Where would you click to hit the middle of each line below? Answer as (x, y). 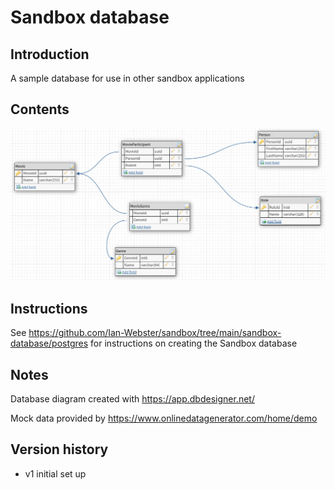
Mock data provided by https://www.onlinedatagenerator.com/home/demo (164, 418)
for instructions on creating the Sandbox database (194, 343)
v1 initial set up (55, 473)
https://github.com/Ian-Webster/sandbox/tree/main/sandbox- (155, 333)
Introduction (50, 54)
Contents (40, 109)
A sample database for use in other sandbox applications (127, 78)
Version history (59, 449)
